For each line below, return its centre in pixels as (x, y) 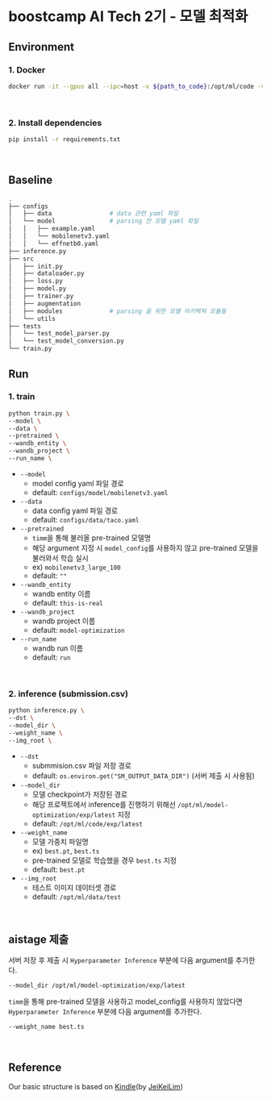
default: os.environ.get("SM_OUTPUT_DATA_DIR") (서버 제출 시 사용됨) (144, 776)
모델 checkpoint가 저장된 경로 (79, 794)
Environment (42, 46)
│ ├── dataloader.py (46, 274)
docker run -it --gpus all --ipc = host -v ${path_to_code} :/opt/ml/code (131, 86)
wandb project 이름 (64, 621)
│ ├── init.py (35, 266)
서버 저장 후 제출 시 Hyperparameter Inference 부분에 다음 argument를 (121, 960)
